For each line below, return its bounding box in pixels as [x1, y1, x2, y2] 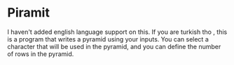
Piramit [7, 5, 50, 21]
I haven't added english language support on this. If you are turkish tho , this [7, 28, 228, 36]
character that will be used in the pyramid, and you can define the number [7, 42, 221, 50]
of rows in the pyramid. [7, 50, 74, 58]
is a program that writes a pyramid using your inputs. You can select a [7, 35, 209, 43]
